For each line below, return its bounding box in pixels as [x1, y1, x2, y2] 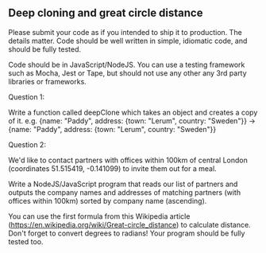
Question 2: [8, 139, 46, 150]
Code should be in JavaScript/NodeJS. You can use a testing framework [8, 60, 245, 69]
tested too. [8, 236, 44, 246]
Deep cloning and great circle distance [8, 6, 203, 20]
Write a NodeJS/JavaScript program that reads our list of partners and [8, 179, 238, 189]
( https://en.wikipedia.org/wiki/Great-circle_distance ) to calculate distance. [8, 220, 252, 229]
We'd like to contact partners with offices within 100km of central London [8, 155, 249, 165]
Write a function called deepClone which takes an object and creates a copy [8, 107, 258, 117]
